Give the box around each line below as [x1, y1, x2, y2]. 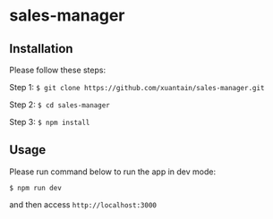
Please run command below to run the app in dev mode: [9, 166, 217, 177]
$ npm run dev [9, 183, 63, 192]
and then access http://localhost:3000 [9, 198, 157, 210]
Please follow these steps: [9, 64, 106, 75]
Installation [9, 41, 73, 56]
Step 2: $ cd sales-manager [9, 99, 110, 110]
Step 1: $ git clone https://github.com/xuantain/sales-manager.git [9, 82, 265, 92]
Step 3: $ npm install [9, 117, 90, 127]
